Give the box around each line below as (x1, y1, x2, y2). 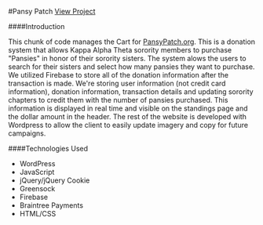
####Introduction (8, 22, 65, 31)
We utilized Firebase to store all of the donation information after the (8, 71, 229, 79)
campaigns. (8, 129, 46, 138)
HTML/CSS (19, 209, 57, 218)
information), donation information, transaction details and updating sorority (8, 87, 254, 96)
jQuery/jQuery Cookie (19, 176, 90, 185)
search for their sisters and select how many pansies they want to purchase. (8, 62, 255, 71)
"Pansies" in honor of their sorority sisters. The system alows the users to (8, 54, 247, 63)
